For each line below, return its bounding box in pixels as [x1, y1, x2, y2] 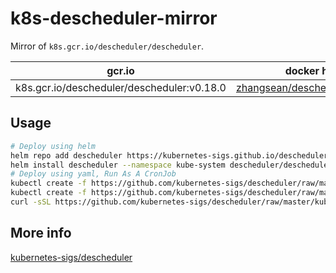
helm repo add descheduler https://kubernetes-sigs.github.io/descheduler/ [10, 150, 333, 161]
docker [284, 63, 320, 77]
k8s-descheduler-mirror [10, 7, 218, 30]
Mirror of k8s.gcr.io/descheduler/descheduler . [10, 40, 205, 52]
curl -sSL [10, 197, 52, 207]
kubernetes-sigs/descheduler [10, 251, 133, 263]
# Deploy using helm [10, 141, 97, 151]
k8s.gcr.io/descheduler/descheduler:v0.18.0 [15, 80, 227, 94]
